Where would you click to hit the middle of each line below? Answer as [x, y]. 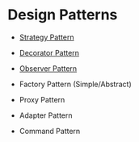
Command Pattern [50, 131]
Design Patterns [63, 15]
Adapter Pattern [46, 115]
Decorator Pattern [49, 52]
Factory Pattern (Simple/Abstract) [75, 84]
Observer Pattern [48, 68]
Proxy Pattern [42, 99]
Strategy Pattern [46, 37]
